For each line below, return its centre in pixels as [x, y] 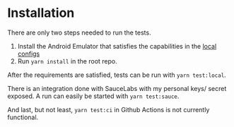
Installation [41, 13]
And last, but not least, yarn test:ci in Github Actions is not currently [109, 109]
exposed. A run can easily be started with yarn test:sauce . [93, 96]
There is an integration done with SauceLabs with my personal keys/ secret [117, 88]
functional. [23, 117]
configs [29, 54]
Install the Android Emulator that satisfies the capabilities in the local [117, 46]
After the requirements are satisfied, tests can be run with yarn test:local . [117, 75]
